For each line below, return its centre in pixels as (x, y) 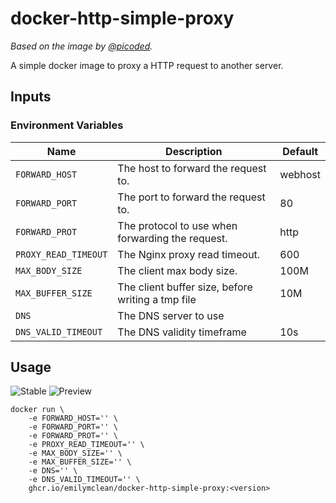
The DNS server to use (171, 315)
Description (194, 151)
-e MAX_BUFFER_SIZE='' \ (80, 462)
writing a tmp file (157, 299)
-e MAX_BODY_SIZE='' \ (75, 453)
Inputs (31, 97)
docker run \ (37, 410)
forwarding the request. (172, 238)
